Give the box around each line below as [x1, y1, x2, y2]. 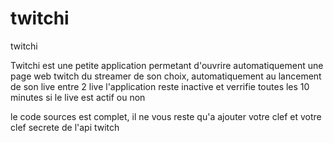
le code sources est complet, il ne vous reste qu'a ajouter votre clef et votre [10, 110, 322, 122]
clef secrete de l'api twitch [10, 121, 120, 133]
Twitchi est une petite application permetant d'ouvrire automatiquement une [10, 59, 324, 71]
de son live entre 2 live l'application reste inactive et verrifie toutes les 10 [10, 80, 310, 92]
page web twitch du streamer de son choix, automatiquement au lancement [10, 70, 322, 82]
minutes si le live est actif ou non [10, 91, 146, 103]
